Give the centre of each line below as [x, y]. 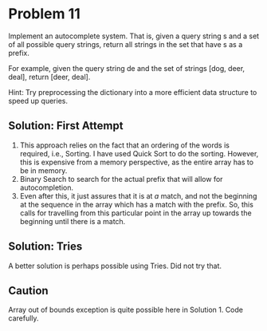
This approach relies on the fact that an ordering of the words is [124, 145]
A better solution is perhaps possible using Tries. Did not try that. [115, 266]
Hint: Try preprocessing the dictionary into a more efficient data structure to [133, 92]
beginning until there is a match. [73, 221]
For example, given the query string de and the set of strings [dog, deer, [127, 68]
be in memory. [43, 170]
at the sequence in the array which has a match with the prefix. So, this [136, 204]
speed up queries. [38, 100]
